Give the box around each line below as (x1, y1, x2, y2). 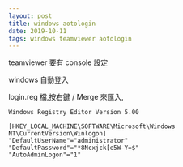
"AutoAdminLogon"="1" (8, 151, 82, 159)
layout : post (8, 11, 53, 20)
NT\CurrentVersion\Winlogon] (8, 130, 107, 138)
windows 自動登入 (8, 75, 69, 85)
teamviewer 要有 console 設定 (8, 58, 109, 67)
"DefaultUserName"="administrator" (8, 137, 129, 145)
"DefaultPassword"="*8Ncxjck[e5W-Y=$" (8, 143, 139, 152)
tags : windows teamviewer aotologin (8, 34, 132, 43)
